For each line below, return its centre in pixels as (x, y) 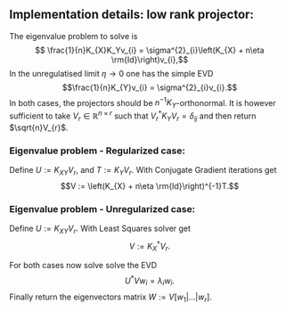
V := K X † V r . (150, 246)
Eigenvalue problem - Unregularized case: (102, 209)
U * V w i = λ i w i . (150, 281)
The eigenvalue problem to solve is (74, 36)
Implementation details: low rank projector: (131, 15)
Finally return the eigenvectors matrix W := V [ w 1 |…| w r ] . (110, 298)
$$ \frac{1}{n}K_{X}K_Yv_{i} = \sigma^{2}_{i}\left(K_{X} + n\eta (150, 50)
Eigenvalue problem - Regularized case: (97, 151)
